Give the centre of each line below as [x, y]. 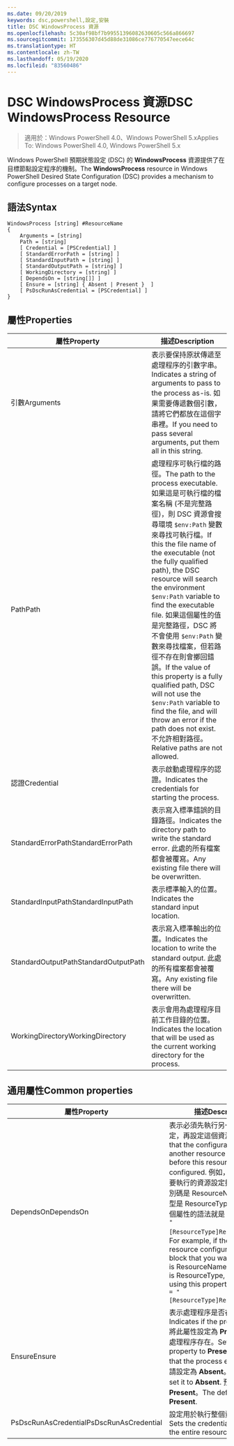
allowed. [165, 756]
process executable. [185, 483]
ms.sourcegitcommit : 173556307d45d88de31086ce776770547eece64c [101, 40]
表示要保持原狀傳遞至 [186, 355]
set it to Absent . [195, 1382]
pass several [172, 434]
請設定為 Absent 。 [200, 1371]
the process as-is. [181, 393]
